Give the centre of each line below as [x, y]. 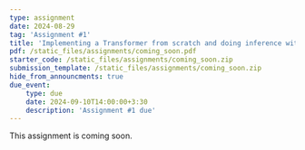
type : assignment [42, 18]
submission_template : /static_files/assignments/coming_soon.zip [135, 69]
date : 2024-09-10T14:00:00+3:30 [87, 102]
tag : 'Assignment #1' [50, 34]
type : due [44, 93]
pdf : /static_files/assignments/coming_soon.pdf [103, 52]
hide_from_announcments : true [67, 77]
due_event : [30, 85]
